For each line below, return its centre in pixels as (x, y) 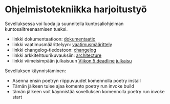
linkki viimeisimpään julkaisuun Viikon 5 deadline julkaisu (72, 60)
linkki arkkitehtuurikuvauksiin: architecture (57, 55)
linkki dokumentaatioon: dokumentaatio (54, 39)
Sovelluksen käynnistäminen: (35, 71)
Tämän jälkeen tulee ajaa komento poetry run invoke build (73, 86)
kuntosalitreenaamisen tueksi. (36, 29)
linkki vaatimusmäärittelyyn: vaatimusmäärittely (62, 44)
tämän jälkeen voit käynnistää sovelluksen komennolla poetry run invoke (88, 91)
